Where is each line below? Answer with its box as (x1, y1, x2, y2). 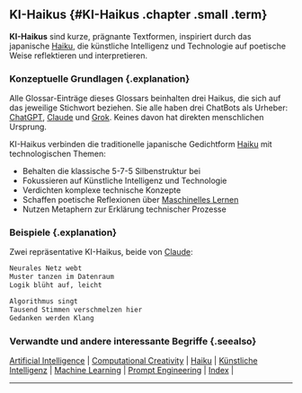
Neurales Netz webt (9, 264, 83, 273)
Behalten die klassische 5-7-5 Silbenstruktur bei (22, 166, 200, 177)
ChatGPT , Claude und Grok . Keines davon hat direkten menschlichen (9, 112, 264, 123)
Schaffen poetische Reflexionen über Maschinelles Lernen (22, 195, 239, 205)
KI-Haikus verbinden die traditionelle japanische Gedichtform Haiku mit (9, 139, 272, 150)
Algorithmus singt (9, 297, 78, 306)
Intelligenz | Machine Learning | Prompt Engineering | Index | (9, 364, 235, 375)
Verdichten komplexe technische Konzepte (22, 185, 182, 196)
